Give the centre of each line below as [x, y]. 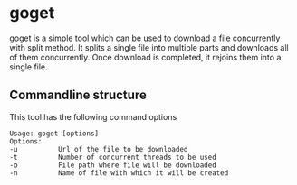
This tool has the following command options [93, 116]
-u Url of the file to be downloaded [99, 149]
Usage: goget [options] [54, 134]
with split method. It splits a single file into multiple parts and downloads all [149, 47]
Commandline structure [78, 95]
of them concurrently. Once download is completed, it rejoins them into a [145, 57]
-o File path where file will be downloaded [113, 165]
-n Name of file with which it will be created [119, 173]
